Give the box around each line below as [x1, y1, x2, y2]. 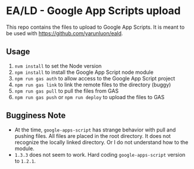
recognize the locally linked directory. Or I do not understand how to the [14, 138, 189, 146]
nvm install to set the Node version [14, 62, 102, 69]
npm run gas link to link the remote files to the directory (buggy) [14, 81, 171, 88]
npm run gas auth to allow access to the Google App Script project [14, 75, 175, 82]
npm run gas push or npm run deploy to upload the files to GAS [14, 93, 165, 100]
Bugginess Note [6, 110, 66, 121]
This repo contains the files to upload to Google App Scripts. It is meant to [6, 23, 185, 31]
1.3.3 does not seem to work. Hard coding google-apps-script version [14, 151, 186, 158]
